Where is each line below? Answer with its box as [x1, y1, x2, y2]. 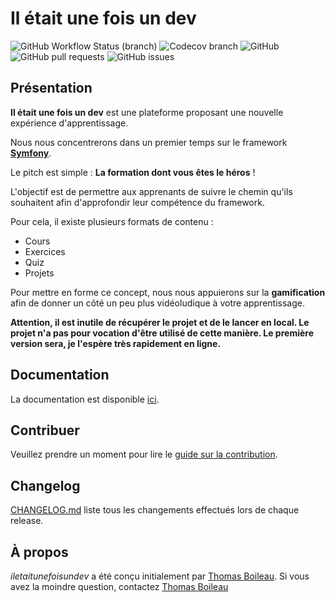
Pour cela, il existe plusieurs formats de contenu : [10, 215, 214, 227]
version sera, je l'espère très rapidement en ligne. [10, 337, 222, 349]
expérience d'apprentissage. [10, 117, 129, 129]
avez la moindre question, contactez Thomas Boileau [10, 581, 229, 592]
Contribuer [10, 422, 80, 439]
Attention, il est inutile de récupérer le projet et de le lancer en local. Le [10, 316, 310, 328]
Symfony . [10, 147, 52, 159]
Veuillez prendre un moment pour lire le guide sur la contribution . [10, 448, 278, 461]
